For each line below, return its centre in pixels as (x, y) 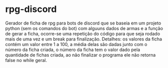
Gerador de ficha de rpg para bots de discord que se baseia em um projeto (83, 23)
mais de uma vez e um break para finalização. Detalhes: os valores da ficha (84, 39)
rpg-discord (31, 9)
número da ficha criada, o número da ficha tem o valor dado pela (73, 49)
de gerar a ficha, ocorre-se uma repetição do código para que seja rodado (83, 33)
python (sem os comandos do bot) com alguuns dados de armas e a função (84, 28)
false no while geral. (26, 60)
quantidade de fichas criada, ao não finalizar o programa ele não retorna (80, 55)
